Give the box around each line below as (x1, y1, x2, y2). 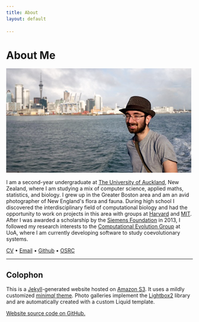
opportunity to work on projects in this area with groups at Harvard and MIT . (6, 210, 192, 217)
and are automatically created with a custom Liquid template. (6, 298, 155, 305)
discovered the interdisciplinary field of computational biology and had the (6, 204, 188, 211)
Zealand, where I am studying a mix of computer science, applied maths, (6, 185, 184, 192)
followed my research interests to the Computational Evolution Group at (6, 223, 181, 230)
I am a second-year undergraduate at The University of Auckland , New (6, 179, 179, 186)
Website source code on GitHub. (6, 310, 86, 317)
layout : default (6, 15, 46, 22)
